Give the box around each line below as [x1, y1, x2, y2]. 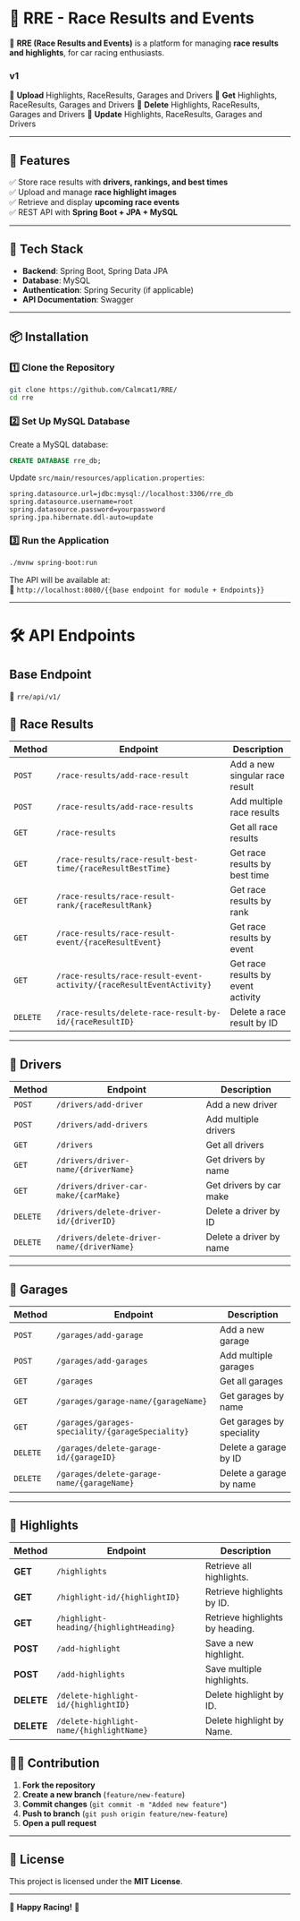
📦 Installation [9, 330, 89, 345]
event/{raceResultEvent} [56, 938, 162, 948]
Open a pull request [21, 1817, 97, 1828]
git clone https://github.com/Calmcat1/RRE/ [9, 385, 178, 394]
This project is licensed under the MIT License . [9, 1875, 183, 1886]
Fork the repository [21, 1779, 96, 1790]
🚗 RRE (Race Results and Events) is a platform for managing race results [9, 38, 279, 48]
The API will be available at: [9, 574, 111, 585]
